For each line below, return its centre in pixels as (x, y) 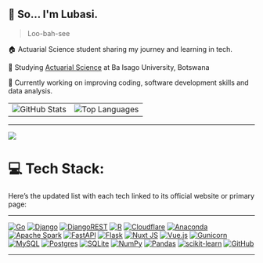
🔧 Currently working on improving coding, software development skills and (128, 82)
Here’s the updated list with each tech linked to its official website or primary (131, 195)
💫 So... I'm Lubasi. (53, 15)
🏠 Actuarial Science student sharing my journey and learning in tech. (121, 49)
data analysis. (31, 90)
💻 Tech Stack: (56, 169)
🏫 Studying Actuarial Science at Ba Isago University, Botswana (109, 67)
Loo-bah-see (49, 33)
